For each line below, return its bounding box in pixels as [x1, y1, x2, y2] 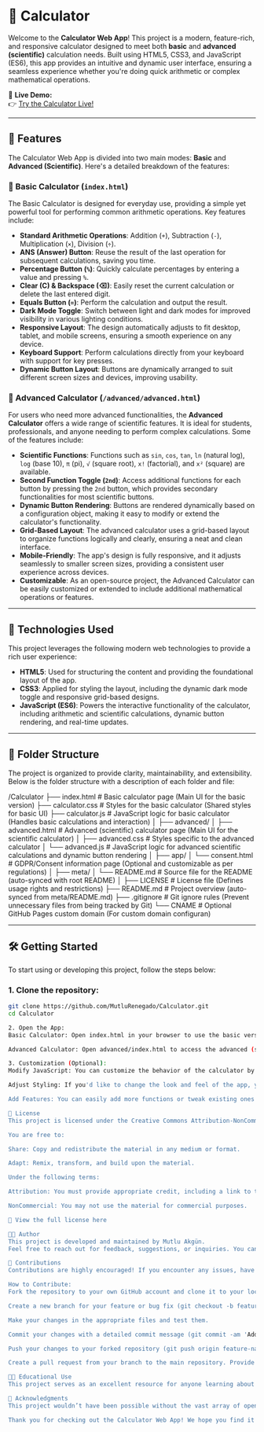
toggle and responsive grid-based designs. [19, 692, 159, 702]
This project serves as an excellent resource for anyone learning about [8, 1380, 255, 1389]
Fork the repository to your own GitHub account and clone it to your [8, 1288, 244, 1296]
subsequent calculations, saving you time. [19, 256, 156, 266]
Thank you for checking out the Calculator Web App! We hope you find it [8, 1415, 255, 1424]
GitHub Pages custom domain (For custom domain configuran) [8, 908, 211, 918]
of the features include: [8, 436, 84, 445]
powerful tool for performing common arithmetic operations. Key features [8, 208, 246, 217]
